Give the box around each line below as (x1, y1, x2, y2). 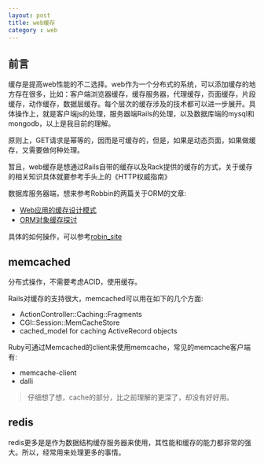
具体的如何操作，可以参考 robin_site (8, 232, 123, 241)
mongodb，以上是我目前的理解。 (8, 119, 115, 128)
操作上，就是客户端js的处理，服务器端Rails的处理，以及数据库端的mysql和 (14, 109, 255, 119)
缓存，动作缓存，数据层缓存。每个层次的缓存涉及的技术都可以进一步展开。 (8, 99, 249, 109)
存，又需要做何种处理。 (8, 145, 84, 155)
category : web (8, 26, 58, 34)
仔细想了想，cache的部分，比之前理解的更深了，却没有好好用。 (27, 392, 234, 402)
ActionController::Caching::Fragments (19, 310, 143, 319)
